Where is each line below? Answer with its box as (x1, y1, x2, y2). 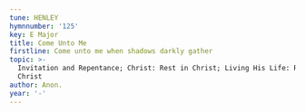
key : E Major (9, 30, 59, 39)
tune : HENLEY (9, 13, 59, 23)
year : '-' (9, 89, 47, 98)
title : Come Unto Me (9, 38, 88, 48)
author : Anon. (9, 80, 64, 89)
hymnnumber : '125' (9, 22, 79, 31)
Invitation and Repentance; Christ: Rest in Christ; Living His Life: (17, 64, 290, 73)
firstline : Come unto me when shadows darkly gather (9, 47, 213, 56)
